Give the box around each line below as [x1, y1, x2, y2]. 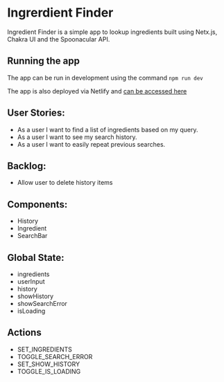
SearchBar [17, 232, 48, 240]
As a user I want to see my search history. [17, 133, 137, 141]
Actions [7, 327, 42, 338]
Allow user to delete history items [17, 179, 113, 187]
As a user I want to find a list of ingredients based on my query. [17, 125, 199, 134]
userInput [17, 278, 45, 285]
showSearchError [17, 300, 68, 307]
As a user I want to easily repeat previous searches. [17, 140, 166, 148]
